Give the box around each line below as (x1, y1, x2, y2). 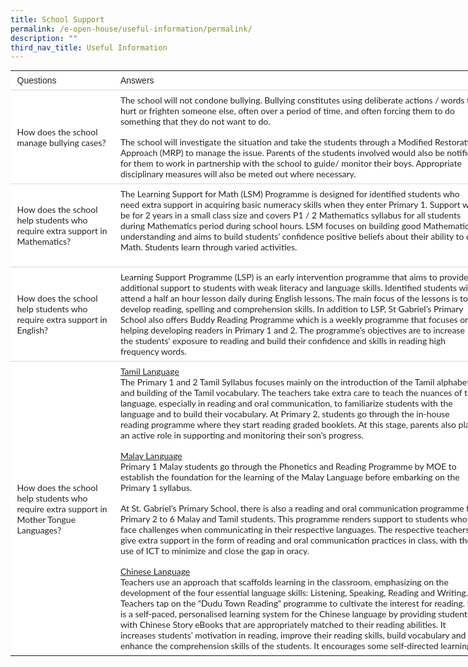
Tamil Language (119, 366, 180, 378)
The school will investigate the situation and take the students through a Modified (119, 136, 433, 148)
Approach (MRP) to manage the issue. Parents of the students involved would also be (119, 147, 445, 159)
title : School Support (10, 14, 105, 25)
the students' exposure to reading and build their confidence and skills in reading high (119, 335, 447, 347)
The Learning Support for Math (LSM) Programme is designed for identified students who (119, 188, 460, 200)
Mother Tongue (16, 513, 77, 525)
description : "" (10, 33, 78, 43)
